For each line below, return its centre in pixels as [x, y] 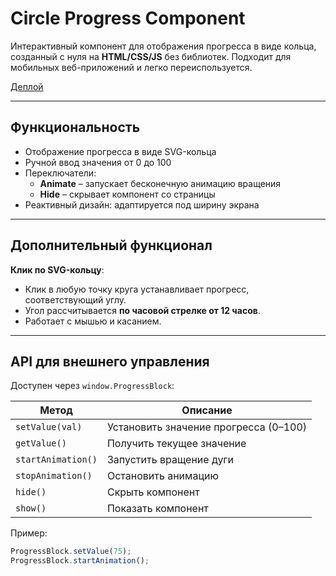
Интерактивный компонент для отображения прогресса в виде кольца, [163, 46]
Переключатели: [60, 173]
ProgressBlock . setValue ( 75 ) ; [71, 552]
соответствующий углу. [75, 299]
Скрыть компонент [153, 492]
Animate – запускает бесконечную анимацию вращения [160, 183]
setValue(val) [49, 427]
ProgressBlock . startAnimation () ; [80, 561]
